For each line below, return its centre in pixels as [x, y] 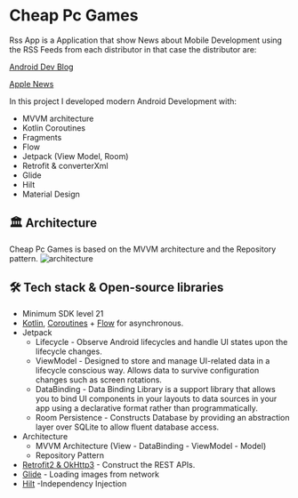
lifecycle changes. [68, 351]
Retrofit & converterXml [65, 165]
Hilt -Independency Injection [74, 483]
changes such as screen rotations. [99, 380]
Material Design [51, 194]
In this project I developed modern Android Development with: [123, 101]
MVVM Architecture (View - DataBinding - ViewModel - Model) [151, 446]
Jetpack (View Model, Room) [75, 156]
